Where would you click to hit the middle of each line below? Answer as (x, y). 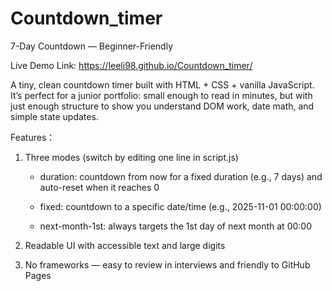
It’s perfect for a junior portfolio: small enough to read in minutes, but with (161, 95)
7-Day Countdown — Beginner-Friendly (92, 46)
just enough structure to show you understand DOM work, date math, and (162, 106)
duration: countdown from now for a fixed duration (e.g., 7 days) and (181, 176)
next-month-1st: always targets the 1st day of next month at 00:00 (175, 226)
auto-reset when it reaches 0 (99, 187)
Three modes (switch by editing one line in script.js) (131, 157)
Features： (33, 137)
